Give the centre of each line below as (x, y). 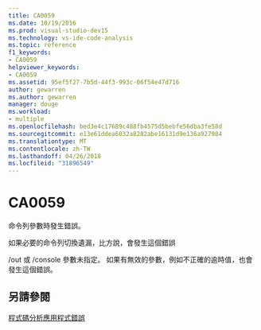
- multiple (26, 119)
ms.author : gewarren (43, 97)
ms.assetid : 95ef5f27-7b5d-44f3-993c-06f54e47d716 (94, 82)
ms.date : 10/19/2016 (43, 23)
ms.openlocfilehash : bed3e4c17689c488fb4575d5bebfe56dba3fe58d (115, 126)
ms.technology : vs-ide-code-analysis (71, 38)
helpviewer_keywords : (44, 68)
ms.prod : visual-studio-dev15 (58, 30)
